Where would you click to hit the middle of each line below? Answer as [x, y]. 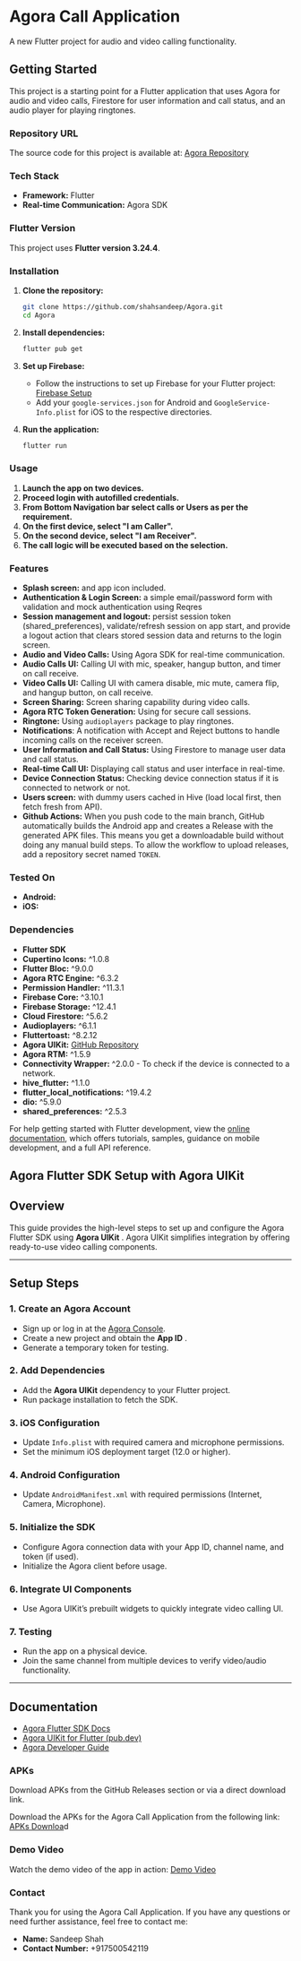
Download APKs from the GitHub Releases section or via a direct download [148, 1790]
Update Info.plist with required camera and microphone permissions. [153, 1442]
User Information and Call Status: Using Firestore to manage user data [154, 750]
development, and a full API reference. [80, 1148]
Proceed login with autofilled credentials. [100, 497]
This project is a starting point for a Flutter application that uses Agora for [145, 90]
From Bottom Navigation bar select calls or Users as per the [135, 507]
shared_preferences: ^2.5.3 [74, 1111]
